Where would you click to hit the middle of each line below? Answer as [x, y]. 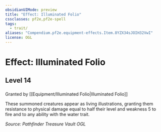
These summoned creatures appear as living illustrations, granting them [79, 104]
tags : [11, 24]
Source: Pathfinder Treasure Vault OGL [45, 124]
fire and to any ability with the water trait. [47, 115]
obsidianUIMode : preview [31, 10]
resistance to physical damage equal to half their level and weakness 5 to [81, 109]
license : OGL [19, 38]
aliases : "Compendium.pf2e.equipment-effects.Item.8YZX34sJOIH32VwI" [79, 33]
